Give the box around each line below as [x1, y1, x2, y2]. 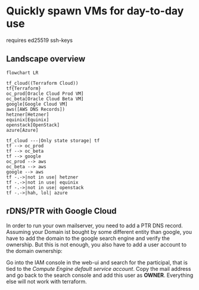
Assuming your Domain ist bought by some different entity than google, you [6, 228, 192, 235]
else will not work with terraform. [6, 277, 88, 285]
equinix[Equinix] [6, 116, 49, 123]
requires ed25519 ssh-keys [6, 36, 73, 44]
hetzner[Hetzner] [6, 112, 49, 118]
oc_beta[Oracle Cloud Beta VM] [6, 95, 84, 102]
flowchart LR [6, 70, 39, 76]
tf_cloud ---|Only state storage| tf [6, 137, 100, 144]
